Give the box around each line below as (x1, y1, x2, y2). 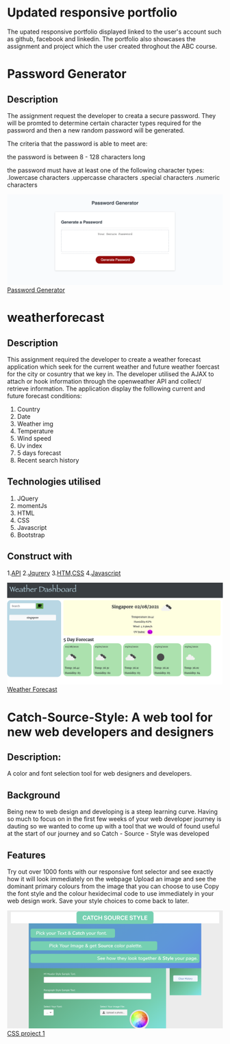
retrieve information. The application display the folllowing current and (7, 384, 205, 393)
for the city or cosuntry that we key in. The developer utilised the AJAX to (7, 370, 214, 378)
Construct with (7, 550, 73, 562)
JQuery (16, 494, 39, 502)
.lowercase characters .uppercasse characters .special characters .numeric (7, 173, 220, 181)
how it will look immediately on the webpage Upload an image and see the (7, 875, 217, 883)
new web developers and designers (7, 724, 214, 739)
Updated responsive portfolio (7, 5, 178, 21)
